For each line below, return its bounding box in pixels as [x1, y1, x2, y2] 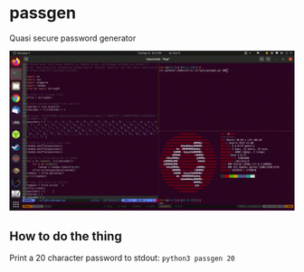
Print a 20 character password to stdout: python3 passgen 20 [9, 252, 235, 264]
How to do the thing [9, 229, 122, 244]
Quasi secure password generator [9, 33, 137, 43]
